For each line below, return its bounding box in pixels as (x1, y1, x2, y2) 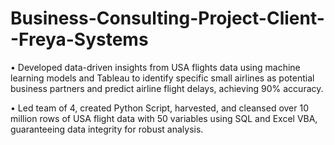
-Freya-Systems (10, 28, 149, 51)
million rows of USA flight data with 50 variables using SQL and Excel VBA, (10, 112, 318, 124)
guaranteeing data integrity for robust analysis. (10, 123, 204, 135)
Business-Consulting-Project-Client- (10, 7, 325, 30)
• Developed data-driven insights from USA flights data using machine (10, 61, 301, 73)
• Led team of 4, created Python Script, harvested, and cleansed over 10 (10, 102, 310, 114)
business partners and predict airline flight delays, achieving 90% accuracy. (10, 82, 324, 94)
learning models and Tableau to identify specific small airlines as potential (10, 72, 315, 84)
